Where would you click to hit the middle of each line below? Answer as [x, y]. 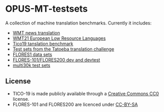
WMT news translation [36, 33]
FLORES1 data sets [32, 54]
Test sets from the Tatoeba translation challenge [63, 49]
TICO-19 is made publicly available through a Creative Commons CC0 [86, 93]
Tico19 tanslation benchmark [43, 43]
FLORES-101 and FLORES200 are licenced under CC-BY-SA [75, 104]
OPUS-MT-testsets [47, 9]
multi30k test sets [31, 65]
